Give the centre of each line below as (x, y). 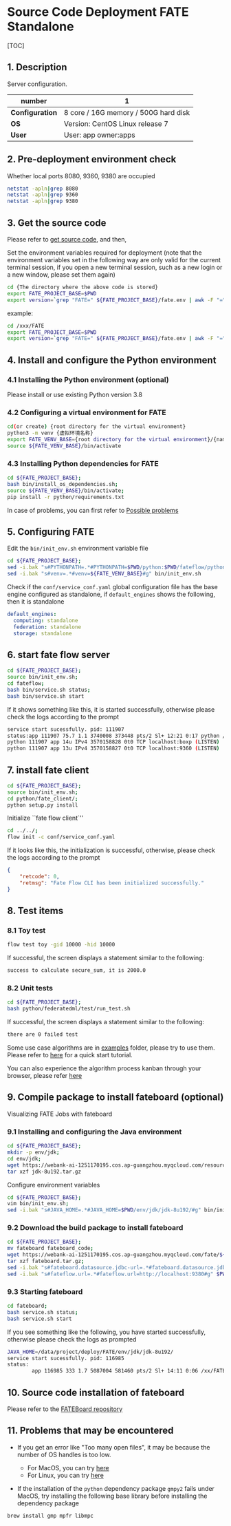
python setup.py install (43, 805)
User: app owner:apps (100, 135)
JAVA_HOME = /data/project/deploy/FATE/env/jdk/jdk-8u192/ (90, 1352)
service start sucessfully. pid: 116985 (66, 1358)
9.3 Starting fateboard (45, 1291)
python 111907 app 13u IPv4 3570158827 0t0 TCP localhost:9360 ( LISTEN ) (113, 749)
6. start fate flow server (58, 655)
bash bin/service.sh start (46, 696)
